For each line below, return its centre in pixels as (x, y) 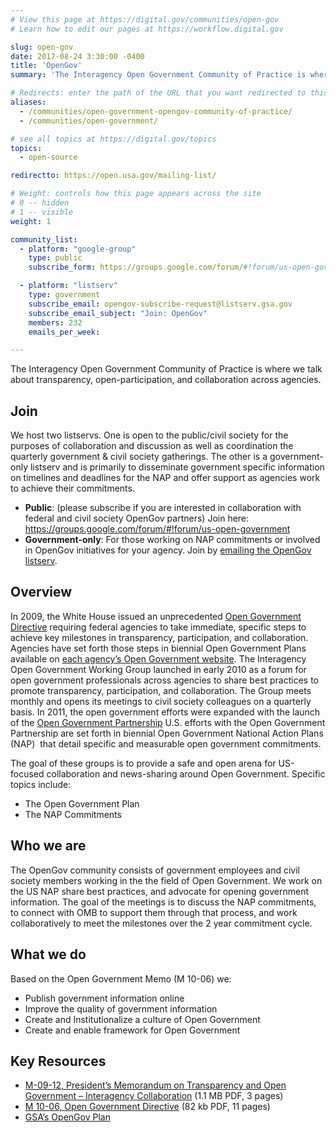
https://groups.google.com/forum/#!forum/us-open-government (157, 529)
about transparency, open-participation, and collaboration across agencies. (166, 380)
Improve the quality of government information (121, 1008)
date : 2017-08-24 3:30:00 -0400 (77, 56)
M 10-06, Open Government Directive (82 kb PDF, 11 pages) (147, 1107)
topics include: (41, 784)
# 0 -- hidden (40, 203)
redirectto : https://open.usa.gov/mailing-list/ (113, 176)
